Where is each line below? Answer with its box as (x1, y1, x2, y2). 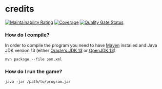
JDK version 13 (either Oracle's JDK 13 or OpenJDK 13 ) (5, 47, 116, 54)
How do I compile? (5, 31, 50, 38)
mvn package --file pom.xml (5, 57, 62, 62)
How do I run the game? (5, 68, 62, 75)
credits (5, 3, 34, 15)
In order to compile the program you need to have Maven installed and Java (5, 43, 158, 48)
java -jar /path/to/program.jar (5, 79, 71, 84)
